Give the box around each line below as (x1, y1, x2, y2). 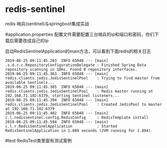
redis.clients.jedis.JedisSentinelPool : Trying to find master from (5, 75, 160, 80)
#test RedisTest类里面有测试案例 (5, 137, 72, 143)
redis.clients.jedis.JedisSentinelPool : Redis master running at (5, 88, 153, 93)
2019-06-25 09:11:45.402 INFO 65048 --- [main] (5, 110, 108, 115)
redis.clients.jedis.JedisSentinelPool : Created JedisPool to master (5, 101, 162, 107)
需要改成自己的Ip (13, 37, 49, 43)
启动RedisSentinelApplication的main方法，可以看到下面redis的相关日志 (5, 48, 151, 54)
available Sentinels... (5, 80, 55, 85)
